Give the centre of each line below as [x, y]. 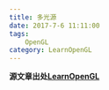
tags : [19, 34]
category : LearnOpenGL [51, 50]
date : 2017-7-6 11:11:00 [54, 26]
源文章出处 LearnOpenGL [54, 77]
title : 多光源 [33, 17]
